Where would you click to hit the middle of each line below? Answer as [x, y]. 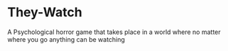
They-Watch [45, 12]
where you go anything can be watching [66, 39]
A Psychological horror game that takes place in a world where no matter [114, 32]
